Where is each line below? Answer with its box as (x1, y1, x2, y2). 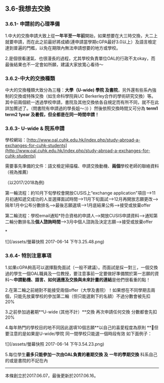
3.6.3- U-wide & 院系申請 (5, 125, 65, 131)
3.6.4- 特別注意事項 (5, 252, 52, 259)
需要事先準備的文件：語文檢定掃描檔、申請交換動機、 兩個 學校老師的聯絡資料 (5, 163, 159, 169)
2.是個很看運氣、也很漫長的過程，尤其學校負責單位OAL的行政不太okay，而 (5, 55, 155, 61)
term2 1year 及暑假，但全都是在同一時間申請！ (5, 111, 100, 117)
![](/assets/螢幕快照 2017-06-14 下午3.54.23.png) (5, 341, 104, 347)
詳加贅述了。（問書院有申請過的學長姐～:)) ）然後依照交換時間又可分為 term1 (5, 105, 158, 111)
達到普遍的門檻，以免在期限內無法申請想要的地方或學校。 (5, 45, 121, 51)
